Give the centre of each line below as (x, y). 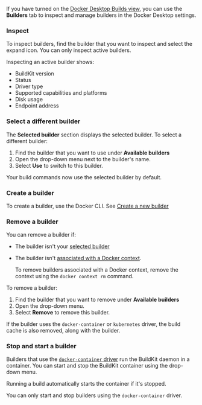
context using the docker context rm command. (74, 276)
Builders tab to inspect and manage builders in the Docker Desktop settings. (101, 15)
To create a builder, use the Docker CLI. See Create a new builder (87, 206)
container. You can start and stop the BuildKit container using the (87, 366)
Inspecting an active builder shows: (50, 62)
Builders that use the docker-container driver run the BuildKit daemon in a (98, 359)
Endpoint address (37, 106)
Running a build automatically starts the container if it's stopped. (87, 384)
